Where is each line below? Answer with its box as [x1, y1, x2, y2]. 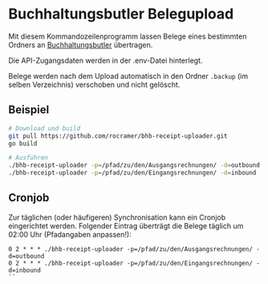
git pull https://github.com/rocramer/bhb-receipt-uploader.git [8, 132, 228, 140]
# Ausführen [8, 154, 48, 162]
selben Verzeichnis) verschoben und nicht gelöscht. [8, 80, 181, 89]
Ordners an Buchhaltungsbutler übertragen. [8, 39, 153, 49]
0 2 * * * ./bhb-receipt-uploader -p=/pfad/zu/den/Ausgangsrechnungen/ [8, 245, 253, 253]
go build [8, 139, 38, 147]
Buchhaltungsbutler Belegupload [8, 5, 234, 23]
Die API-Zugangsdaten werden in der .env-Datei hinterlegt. [8, 56, 203, 65]
